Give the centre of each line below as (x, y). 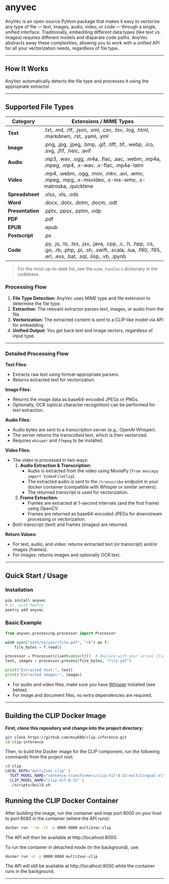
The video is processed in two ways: (51, 460)
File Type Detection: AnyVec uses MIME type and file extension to (81, 298)
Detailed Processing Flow (37, 353)
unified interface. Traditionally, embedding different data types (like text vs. (83, 32)
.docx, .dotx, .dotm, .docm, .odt (80, 202)
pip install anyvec (26, 600)
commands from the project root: (39, 757)
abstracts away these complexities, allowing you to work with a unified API (82, 42)
